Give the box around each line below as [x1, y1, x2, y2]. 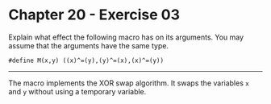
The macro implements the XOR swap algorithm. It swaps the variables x [8, 78, 250, 88]
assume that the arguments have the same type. [8, 40, 169, 50]
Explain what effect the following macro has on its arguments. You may [8, 32, 244, 42]
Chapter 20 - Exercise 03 [8, 6, 180, 24]
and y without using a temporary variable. [8, 86, 147, 96]
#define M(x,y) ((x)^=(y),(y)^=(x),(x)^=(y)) [8, 56, 164, 64]
